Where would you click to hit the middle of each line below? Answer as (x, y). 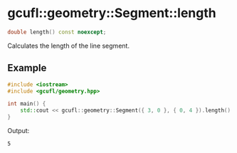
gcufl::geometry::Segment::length (112, 13)
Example (27, 68)
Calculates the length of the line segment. (69, 46)
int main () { (27, 104)
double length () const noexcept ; (57, 32)
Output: (19, 131)
